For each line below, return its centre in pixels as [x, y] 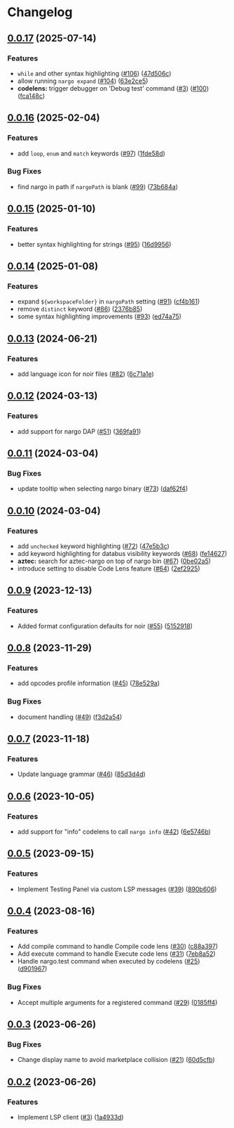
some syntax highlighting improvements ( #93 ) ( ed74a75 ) [99, 316]
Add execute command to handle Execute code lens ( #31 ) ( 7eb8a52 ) [116, 954]
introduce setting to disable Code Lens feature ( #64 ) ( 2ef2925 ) [109, 568]
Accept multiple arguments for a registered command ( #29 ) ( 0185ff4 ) [117, 1002]
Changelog [40, 12]
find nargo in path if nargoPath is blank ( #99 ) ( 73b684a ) [98, 186]
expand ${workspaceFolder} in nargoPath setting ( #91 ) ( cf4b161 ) [109, 302]
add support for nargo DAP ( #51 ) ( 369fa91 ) [79, 431]
